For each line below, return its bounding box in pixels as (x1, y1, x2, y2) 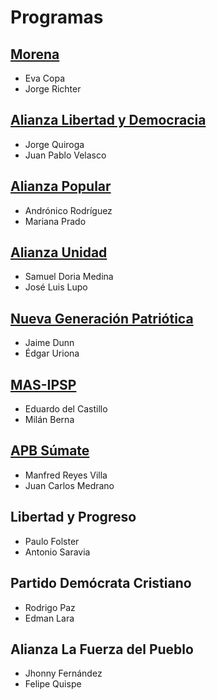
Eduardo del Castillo (24, 403, 108, 415)
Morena (10, 46, 60, 63)
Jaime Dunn (24, 337, 75, 349)
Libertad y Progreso (10, 509, 137, 526)
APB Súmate (10, 442, 90, 460)
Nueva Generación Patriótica (10, 310, 194, 327)
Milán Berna (24, 414, 75, 426)
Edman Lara (24, 612, 75, 624)
